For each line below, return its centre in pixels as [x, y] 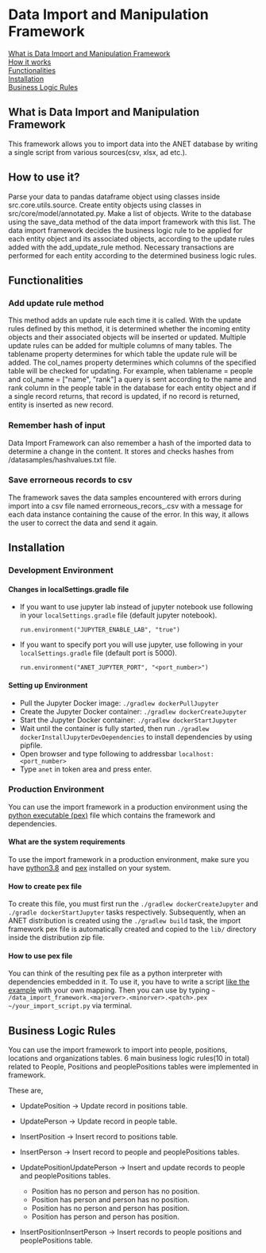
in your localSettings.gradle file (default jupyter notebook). [118, 615]
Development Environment [61, 570]
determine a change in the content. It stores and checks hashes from [121, 451]
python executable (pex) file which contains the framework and [112, 815]
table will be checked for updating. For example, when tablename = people [131, 371]
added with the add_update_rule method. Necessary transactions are [121, 247]
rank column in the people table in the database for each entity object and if [132, 388]
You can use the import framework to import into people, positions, [118, 1050]
